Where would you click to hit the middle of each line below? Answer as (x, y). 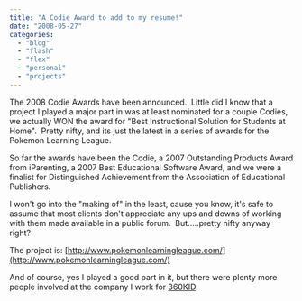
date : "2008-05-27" (46, 26)
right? (20, 233)
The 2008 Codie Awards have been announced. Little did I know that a (141, 102)
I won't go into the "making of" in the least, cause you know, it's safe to (142, 204)
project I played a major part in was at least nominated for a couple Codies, (149, 111)
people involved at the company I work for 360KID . (104, 287)
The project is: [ (39, 250)
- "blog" (34, 43)
